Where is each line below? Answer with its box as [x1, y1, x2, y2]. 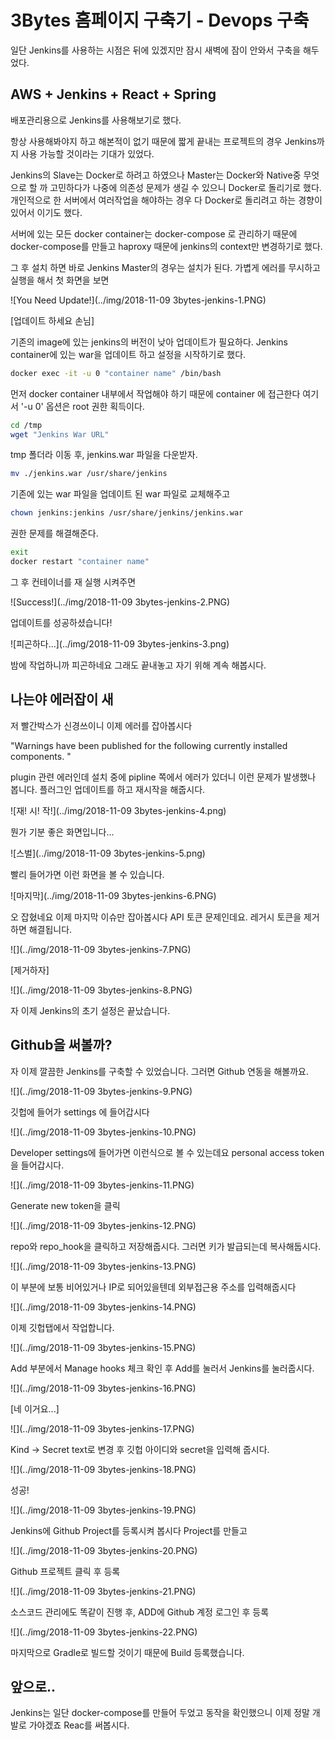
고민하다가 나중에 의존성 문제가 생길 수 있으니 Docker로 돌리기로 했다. [49, 181, 322, 193]
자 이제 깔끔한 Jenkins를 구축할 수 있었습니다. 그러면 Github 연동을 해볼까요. [10, 1065, 310, 1077]
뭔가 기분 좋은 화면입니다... [10, 826, 115, 838]
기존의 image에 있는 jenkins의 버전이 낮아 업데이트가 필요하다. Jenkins [10, 336, 288, 348]
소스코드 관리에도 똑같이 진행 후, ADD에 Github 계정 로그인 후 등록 [10, 1606, 270, 1618]
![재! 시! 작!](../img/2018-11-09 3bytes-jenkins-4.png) [10, 804, 227, 816]
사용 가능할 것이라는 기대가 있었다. [20, 147, 155, 160]
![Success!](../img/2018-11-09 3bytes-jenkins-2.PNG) [10, 596, 231, 608]
